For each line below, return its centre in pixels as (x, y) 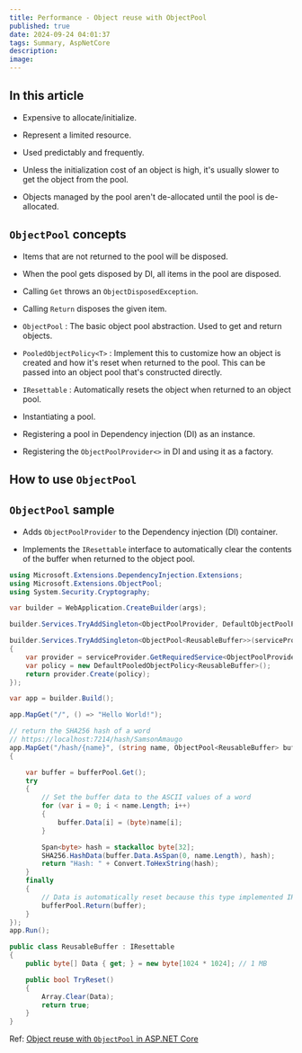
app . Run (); (30, 931)
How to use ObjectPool (73, 480)
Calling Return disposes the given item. (95, 308)
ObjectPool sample (62, 510)
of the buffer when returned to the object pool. (109, 558)
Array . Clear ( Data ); (78, 996)
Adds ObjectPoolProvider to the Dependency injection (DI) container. (150, 531)
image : (22, 59)
